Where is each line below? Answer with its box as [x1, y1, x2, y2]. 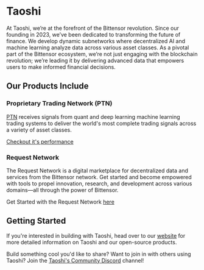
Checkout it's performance [6, 138, 74, 145]
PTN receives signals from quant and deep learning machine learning [6, 113, 181, 120]
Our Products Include [6, 81, 90, 91]
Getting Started [6, 216, 66, 226]
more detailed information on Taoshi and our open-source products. [6, 238, 177, 246]
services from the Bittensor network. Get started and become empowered [6, 173, 192, 180]
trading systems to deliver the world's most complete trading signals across [6, 119, 197, 127]
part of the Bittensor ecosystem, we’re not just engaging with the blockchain [6, 50, 198, 57]
